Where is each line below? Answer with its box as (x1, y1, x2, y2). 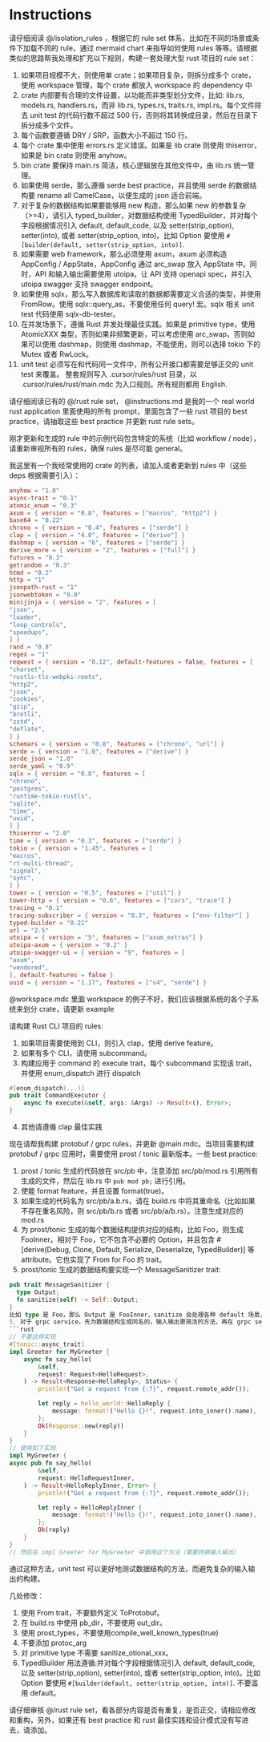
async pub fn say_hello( (9, 1459, 92, 1468)
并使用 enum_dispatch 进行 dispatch (20, 1068, 141, 1077)
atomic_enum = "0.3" (9, 501, 79, 510)
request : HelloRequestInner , (38, 1473, 135, 1482)
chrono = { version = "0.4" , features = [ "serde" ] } (9, 523, 189, 532)
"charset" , (9, 665, 46, 673)
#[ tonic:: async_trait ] (9, 1340, 85, 1348)
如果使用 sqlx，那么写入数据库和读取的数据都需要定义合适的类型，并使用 (20, 289, 261, 298)
